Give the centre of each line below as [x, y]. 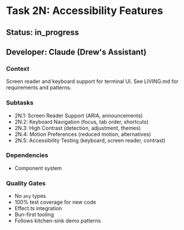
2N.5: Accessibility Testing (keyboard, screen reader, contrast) [90, 140]
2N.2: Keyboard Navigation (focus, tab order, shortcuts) [81, 121]
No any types [30, 196]
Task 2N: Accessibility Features [85, 11]
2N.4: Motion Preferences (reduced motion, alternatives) [83, 134]
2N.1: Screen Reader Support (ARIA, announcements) [79, 116]
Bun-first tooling [34, 215]
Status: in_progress [43, 32]
